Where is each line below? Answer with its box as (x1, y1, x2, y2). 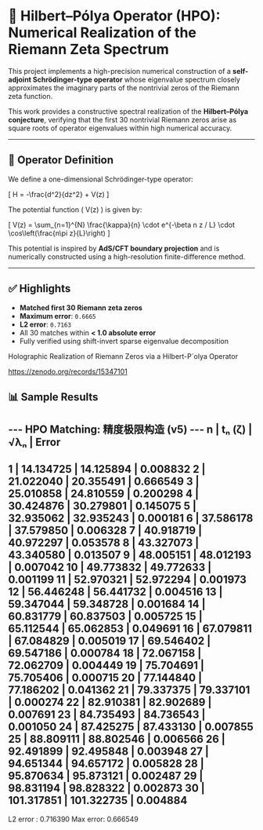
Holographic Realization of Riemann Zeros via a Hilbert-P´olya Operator (8, 351, 239, 360)
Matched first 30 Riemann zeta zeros (19, 302, 143, 313)
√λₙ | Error (8, 436, 61, 449)
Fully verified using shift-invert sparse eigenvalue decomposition (19, 336, 229, 346)
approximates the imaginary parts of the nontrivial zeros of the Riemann (8, 82, 240, 93)
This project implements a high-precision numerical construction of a (8, 66, 231, 75)
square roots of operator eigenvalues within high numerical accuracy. (8, 123, 232, 133)
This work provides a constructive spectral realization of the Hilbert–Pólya (8, 106, 249, 116)
